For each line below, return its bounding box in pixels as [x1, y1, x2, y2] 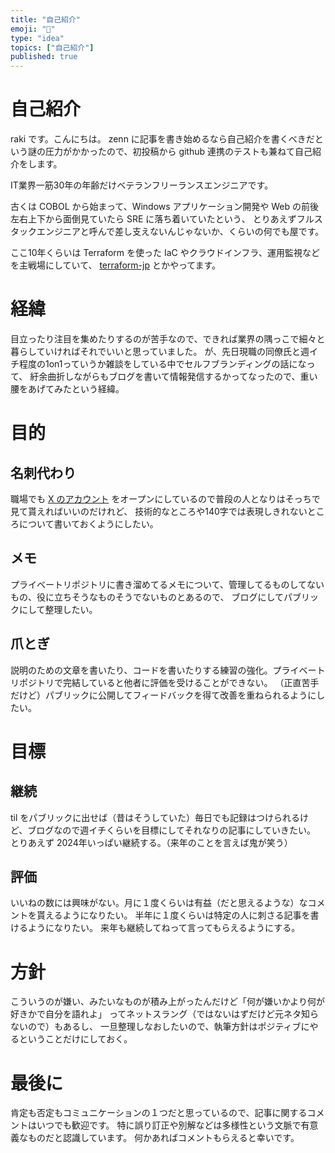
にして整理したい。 [18, 603, 98, 615]
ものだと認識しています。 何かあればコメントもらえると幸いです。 [27, 1132, 300, 1144]
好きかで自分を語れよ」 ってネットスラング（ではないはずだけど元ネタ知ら [10, 1008, 320, 1020]
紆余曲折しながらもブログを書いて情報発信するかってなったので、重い [29, 371, 318, 382]
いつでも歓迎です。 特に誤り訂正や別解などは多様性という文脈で [36, 1119, 302, 1131]
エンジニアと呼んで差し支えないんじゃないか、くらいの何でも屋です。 [36, 226, 325, 238]
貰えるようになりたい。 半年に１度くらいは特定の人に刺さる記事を [36, 909, 311, 921]
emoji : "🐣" [10, 24, 56, 34]
